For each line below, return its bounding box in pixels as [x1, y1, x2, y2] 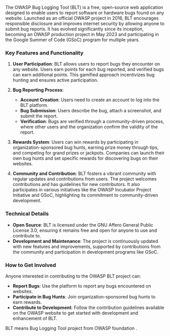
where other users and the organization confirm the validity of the [20, 124, 158, 130]
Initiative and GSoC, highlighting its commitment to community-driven [12, 192, 158, 198]
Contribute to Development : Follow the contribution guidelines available [12, 304, 164, 311]
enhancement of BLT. [12, 315, 57, 321]
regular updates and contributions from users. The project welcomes [12, 176, 157, 182]
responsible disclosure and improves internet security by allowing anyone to [5, 20, 165, 26]
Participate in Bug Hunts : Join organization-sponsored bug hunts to [12, 293, 156, 299]
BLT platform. [20, 102, 49, 108]
